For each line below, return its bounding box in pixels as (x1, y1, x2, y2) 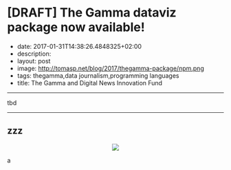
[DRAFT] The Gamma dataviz (7, 5, 177, 21)
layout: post (16, 56, 51, 65)
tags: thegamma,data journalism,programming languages (16, 71, 179, 80)
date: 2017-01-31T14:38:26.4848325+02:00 (16, 42, 142, 50)
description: (16, 50, 52, 58)
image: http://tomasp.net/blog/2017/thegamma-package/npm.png (16, 64, 204, 72)
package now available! (7, 19, 146, 35)
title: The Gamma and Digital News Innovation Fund (16, 78, 163, 87)
